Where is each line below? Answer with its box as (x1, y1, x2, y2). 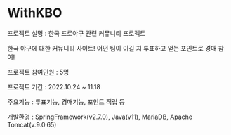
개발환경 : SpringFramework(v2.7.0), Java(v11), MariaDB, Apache (7, 112, 193, 121)
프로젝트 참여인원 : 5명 (7, 67, 70, 76)
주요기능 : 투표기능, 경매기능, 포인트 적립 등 (7, 97, 125, 106)
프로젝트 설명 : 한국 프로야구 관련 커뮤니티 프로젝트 (7, 29, 146, 37)
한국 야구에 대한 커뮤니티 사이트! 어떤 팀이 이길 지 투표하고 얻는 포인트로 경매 (7, 44, 217, 52)
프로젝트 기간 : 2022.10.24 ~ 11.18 (7, 82, 100, 91)
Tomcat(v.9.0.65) (7, 120, 57, 129)
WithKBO (7, 5, 62, 21)
